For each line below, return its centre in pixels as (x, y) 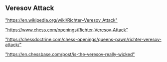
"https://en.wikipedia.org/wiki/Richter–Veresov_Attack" (62, 20)
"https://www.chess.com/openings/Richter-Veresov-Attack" (67, 30)
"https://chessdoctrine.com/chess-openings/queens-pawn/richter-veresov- (83, 39)
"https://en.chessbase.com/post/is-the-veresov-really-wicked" (70, 54)
